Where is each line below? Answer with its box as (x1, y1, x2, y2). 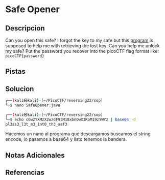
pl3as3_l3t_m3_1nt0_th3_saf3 (5, 122, 67, 127)
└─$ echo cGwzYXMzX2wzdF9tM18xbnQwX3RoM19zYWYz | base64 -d (5, 117, 136, 122)
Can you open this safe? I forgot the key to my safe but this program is (5, 37, 153, 43)
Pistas (5, 67, 26, 76)
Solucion (5, 84, 34, 93)
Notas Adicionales (5, 151, 65, 160)
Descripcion (5, 24, 45, 33)
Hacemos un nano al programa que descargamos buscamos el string (5, 131, 151, 137)
